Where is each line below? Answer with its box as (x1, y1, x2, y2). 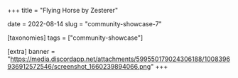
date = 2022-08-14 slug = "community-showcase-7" (7, 20, 162, 28)
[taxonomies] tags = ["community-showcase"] (7, 33, 144, 42)
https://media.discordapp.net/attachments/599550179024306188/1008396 (10, 55, 231, 63)
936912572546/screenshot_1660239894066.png (7, 62, 151, 70)
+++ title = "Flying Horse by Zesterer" (7, 6, 119, 14)
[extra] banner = (7, 48, 55, 55)
